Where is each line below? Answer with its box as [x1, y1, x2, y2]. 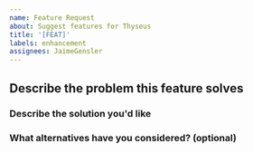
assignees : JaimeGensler [9, 47, 103, 56]
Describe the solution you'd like [9, 108, 152, 120]
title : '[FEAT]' [9, 30, 70, 39]
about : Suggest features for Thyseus [9, 22, 152, 31]
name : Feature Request [9, 13, 95, 23]
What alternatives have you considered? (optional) [9, 132, 237, 145]
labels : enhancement [9, 38, 88, 48]
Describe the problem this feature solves [9, 81, 244, 96]
